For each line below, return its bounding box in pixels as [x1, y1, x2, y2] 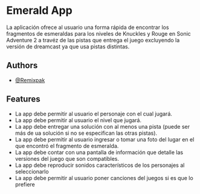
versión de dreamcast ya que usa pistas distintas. [6, 43, 130, 50]
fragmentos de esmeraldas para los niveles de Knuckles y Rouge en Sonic [6, 30, 192, 37]
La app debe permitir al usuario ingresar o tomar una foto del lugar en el [15, 135, 195, 143]
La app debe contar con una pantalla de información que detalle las [15, 149, 183, 156]
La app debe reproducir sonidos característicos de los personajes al [15, 161, 185, 169]
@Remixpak [15, 76, 45, 83]
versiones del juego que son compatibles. [15, 155, 120, 162]
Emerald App [6, 4, 73, 18]
